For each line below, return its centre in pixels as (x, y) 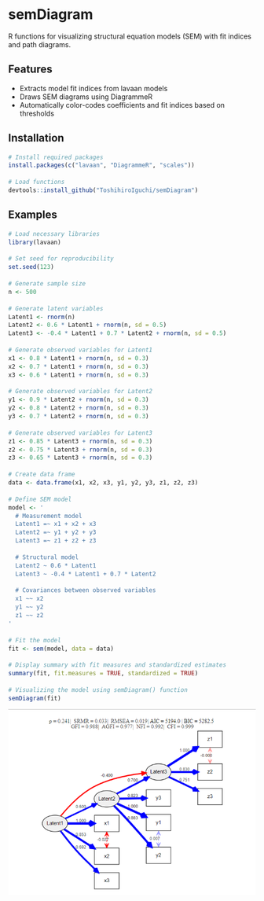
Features (30, 70)
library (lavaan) (35, 242)
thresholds (37, 113)
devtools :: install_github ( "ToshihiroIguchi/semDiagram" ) (103, 190)
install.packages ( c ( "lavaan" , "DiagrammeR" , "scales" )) (101, 165)
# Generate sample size (47, 284)
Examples (33, 215)
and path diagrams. (40, 44)
